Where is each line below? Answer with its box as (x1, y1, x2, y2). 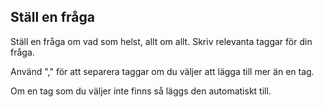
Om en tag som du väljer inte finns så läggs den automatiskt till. (10, 85, 272, 97)
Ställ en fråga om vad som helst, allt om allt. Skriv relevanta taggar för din (10, 35, 313, 47)
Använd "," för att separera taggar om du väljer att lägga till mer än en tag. (10, 65, 315, 77)
